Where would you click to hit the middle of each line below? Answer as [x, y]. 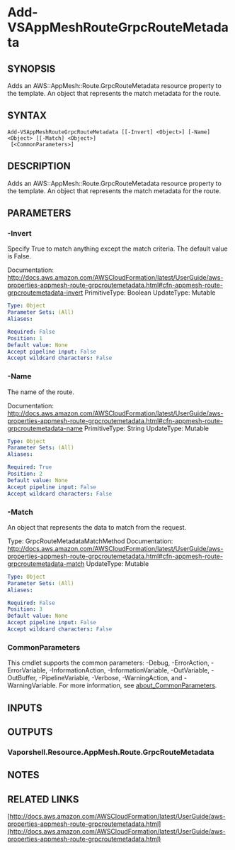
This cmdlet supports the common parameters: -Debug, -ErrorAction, [109, 663]
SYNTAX [27, 115]
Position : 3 [25, 609]
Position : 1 [25, 338]
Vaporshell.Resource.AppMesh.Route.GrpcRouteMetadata [111, 752]
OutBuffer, [22, 678]
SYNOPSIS [31, 69]
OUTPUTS [30, 732]
